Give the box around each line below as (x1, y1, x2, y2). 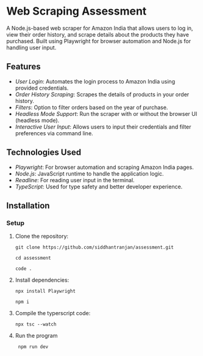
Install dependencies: (15, 276, 69, 284)
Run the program (15, 332, 58, 340)
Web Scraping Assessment (6, 4, 147, 18)
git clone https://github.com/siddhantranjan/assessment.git (15, 244, 174, 251)
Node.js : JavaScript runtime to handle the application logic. (15, 169, 164, 177)
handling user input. (6, 44, 57, 51)
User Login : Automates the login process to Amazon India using (15, 77, 176, 85)
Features (6, 62, 41, 72)
